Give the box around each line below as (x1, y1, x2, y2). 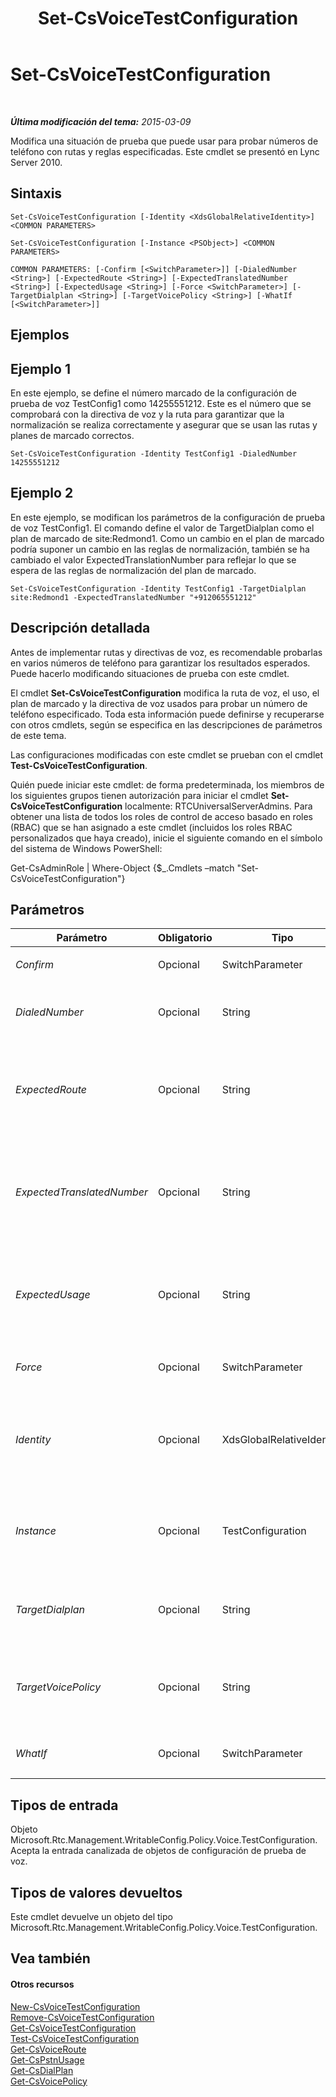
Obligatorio (157, 931, 213, 945)
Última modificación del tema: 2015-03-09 (10, 115, 192, 127)
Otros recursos (10, 1978, 75, 1990)
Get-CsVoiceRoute (10, 2043, 87, 2055)
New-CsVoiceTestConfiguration (10, 2000, 141, 2012)
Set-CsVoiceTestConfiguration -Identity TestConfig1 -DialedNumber (10, 448, 298, 459)
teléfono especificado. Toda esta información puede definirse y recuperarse (10, 708, 325, 720)
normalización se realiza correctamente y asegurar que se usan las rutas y (10, 418, 318, 431)
